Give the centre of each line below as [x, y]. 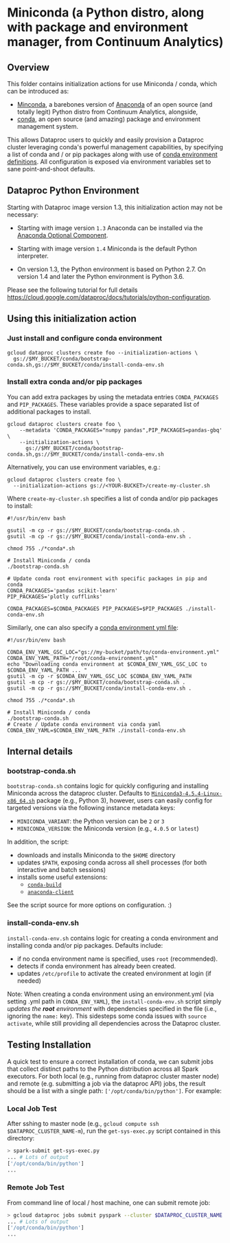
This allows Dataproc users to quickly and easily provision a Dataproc [105, 140]
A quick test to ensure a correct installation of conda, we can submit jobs [111, 1061]
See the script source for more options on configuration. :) [90, 905]
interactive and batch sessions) [61, 870]
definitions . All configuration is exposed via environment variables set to [109, 162]
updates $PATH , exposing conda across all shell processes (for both [112, 862]
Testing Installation [49, 1045]
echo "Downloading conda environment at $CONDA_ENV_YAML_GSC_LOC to [107, 664]
